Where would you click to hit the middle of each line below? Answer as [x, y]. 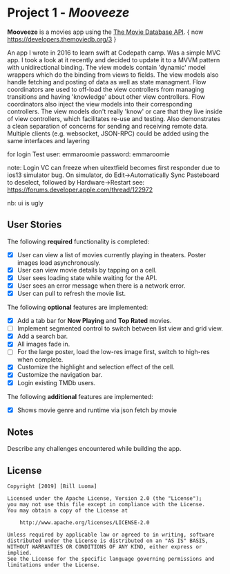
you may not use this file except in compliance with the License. [106, 505]
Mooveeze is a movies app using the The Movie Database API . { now [105, 32]
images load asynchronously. [59, 262]
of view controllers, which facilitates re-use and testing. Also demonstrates [114, 118]
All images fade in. [44, 344]
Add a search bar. [42, 336]
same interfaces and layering [48, 140]
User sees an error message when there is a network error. [101, 286]
